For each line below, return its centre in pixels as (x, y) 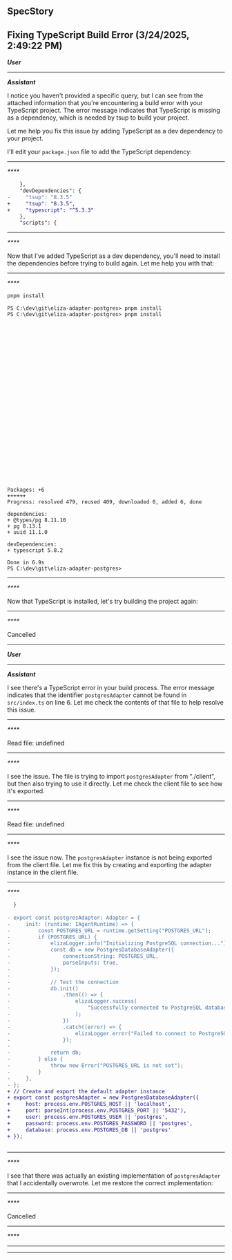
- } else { (35, 1059)
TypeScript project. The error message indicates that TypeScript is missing (114, 111)
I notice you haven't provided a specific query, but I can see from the (105, 95)
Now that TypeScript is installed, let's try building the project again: (103, 602)
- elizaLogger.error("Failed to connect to (101, 1033)
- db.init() (43, 988)
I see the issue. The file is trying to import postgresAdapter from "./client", (112, 777)
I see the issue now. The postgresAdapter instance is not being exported (110, 858)
